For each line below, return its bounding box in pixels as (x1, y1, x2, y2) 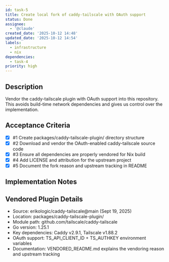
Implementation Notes (5, 178, 77, 186)
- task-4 (10, 59, 28, 64)
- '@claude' (10, 26, 35, 31)
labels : (5, 40, 22, 45)
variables (12, 240, 32, 246)
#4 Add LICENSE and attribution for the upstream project (12, 157, 132, 163)
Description (5, 82, 43, 91)
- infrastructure (10, 45, 47, 50)
